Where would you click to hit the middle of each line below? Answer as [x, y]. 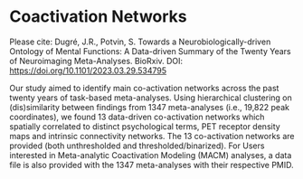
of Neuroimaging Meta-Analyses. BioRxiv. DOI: [96, 61]
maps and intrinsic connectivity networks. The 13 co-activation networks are [152, 136]
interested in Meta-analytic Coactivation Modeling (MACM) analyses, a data [151, 155]
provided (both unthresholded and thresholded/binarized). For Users [137, 146]
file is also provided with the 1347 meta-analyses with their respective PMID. [151, 165]
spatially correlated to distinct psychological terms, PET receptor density [145, 126]
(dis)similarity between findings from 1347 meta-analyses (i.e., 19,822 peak [149, 107]
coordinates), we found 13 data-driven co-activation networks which [137, 117]
